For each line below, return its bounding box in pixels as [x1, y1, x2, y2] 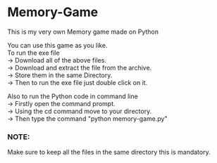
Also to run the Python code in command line [7, 92, 139, 100]
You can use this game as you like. [7, 41, 108, 49]
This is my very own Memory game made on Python [7, 27, 159, 36]
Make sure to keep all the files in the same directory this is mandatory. [7, 148, 211, 157]
